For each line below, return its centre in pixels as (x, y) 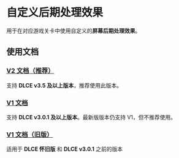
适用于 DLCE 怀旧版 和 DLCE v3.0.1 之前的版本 (65, 149)
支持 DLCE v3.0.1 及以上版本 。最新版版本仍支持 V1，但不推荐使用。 (91, 117)
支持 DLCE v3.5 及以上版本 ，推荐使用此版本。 (64, 85)
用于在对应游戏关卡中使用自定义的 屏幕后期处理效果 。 (74, 31)
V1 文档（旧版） (30, 134)
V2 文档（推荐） (30, 71)
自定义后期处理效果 (55, 13)
